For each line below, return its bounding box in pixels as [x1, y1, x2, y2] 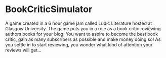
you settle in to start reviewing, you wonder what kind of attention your [5, 41, 153, 47]
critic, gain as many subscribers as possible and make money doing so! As [5, 36, 161, 42]
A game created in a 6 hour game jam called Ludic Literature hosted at [5, 20, 152, 26]
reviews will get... [5, 47, 41, 53]
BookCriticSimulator [5, 4, 93, 15]
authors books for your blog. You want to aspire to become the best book [5, 31, 158, 37]
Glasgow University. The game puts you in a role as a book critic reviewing [5, 25, 161, 31]
